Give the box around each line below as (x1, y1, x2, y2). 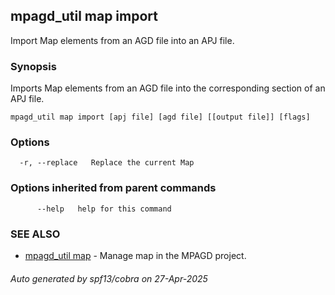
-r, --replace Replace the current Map (19, 158, 195, 168)
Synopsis (10, 59, 57, 73)
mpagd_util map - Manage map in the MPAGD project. (24, 250, 247, 261)
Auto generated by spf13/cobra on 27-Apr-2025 (10, 272, 208, 284)
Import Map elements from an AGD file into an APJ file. (10, 34, 235, 46)
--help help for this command (36, 204, 172, 214)
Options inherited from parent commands (10, 181, 217, 195)
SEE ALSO (10, 227, 61, 241)
